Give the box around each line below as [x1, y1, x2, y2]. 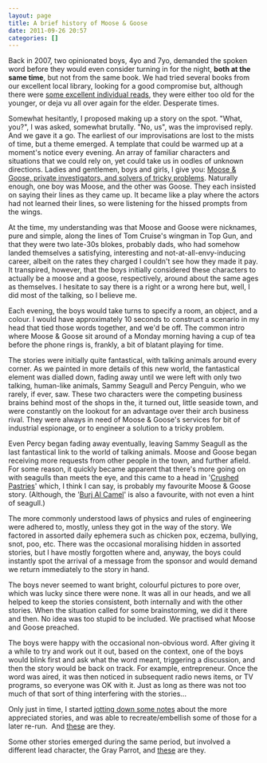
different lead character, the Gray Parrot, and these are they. [8, 745, 206, 755]
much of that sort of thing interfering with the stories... [8, 689, 187, 699]
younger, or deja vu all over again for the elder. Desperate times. [8, 98, 219, 108]
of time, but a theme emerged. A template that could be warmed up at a [8, 139, 244, 149]
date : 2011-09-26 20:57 [8, 26, 88, 34]
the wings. [8, 207, 43, 217]
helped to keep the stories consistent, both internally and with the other [8, 597, 243, 607]
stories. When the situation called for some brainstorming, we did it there [8, 606, 248, 615]
